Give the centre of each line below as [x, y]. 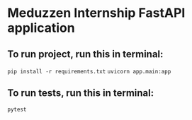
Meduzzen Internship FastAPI [96, 13]
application [41, 28]
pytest [17, 109]
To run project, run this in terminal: [85, 54]
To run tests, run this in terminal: [81, 93]
